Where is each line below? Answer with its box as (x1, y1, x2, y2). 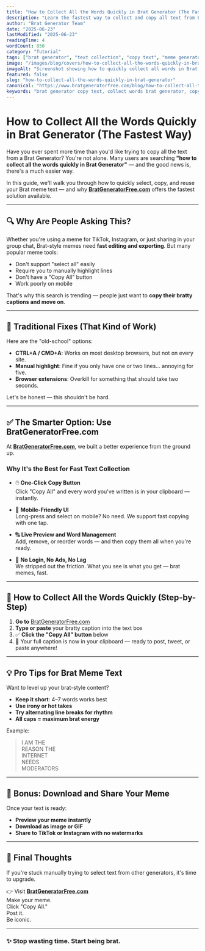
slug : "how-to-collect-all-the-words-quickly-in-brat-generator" (6, 77, 176, 83)
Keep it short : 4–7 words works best (15, 696, 107, 703)
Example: (6, 727, 30, 734)
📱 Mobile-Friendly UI (15, 506, 69, 513)
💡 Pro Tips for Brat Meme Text (6, 668, 123, 678)
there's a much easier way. (6, 167, 74, 175)
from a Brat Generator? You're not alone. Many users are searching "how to (6, 154, 197, 162)
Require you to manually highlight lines (15, 267, 113, 274)
